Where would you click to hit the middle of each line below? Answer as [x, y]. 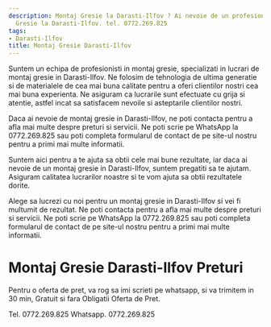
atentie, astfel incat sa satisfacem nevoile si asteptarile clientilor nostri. [126, 103]
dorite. [19, 185]
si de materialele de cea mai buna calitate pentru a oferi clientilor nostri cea [133, 86]
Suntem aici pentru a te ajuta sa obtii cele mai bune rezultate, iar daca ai [128, 160]
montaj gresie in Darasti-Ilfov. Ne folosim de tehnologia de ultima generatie [133, 77]
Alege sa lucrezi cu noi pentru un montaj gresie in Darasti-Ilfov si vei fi [125, 201]
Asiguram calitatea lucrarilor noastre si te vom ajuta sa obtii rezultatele [125, 177]
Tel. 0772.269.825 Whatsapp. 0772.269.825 [82, 314]
